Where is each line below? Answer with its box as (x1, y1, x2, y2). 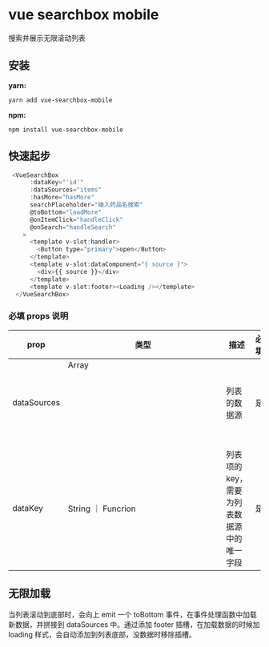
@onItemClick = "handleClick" (29, 215, 124, 223)
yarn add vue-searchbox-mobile (8, 96, 113, 104)
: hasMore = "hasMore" (29, 194, 94, 202)
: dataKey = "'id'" (29, 179, 84, 187)
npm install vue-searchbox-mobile (8, 126, 124, 134)
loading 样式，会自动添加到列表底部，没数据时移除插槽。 (8, 629, 196, 639)
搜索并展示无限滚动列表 (8, 33, 86, 42)
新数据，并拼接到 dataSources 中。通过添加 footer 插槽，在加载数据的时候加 (8, 619, 260, 629)
